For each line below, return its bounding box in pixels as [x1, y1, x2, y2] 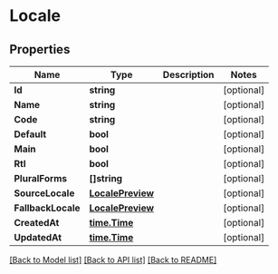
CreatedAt [14, 217, 60, 229]
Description [162, 69, 215, 81]
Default [14, 128, 47, 141]
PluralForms [14, 172, 68, 184]
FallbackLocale [14, 201, 81, 214]
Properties [9, 42, 71, 57]
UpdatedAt [14, 231, 62, 243]
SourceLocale [14, 187, 75, 200]
